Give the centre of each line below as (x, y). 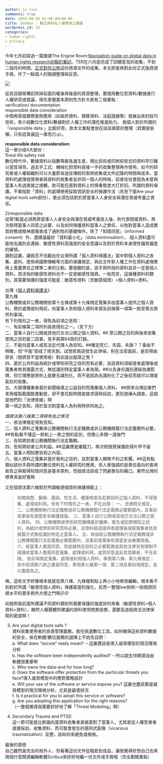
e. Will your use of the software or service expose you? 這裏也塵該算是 (83, 684)
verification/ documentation (33, 105)
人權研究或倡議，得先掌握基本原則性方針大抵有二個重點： (62, 99)
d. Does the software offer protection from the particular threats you (80, 672)
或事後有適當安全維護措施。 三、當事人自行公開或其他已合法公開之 (83, 516)
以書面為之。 (30, 570)
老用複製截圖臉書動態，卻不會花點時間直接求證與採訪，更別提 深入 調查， (77, 393)
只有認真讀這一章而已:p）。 (40, 134)
